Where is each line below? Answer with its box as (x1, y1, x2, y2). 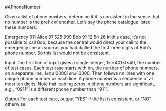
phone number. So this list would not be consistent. (5, 50, 110, 56)
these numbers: (5, 24, 37, 30)
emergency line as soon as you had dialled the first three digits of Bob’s (5, 45, 151, 50)
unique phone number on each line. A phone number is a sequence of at (5, 76, 153, 81)
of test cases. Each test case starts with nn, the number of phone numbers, (5, 65, 159, 71)
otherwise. (5, 101, 27, 107)
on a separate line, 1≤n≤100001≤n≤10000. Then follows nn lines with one (5, 70, 155, 76)
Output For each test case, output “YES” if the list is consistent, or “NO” (5, 96, 151, 102)
